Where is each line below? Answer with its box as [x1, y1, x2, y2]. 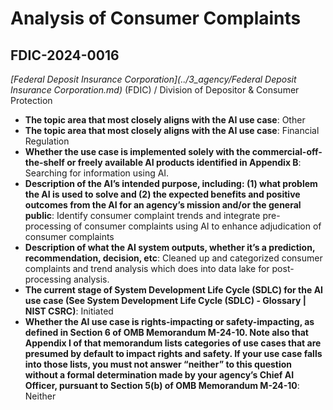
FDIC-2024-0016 [10, 47, 120, 64]
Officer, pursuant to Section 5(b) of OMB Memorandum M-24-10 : [24, 380, 300, 391]
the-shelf [24, 157, 65, 168]
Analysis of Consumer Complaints [10, 7, 302, 30]
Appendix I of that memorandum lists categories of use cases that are [24, 337, 322, 349]
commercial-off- [251, 146, 323, 157]
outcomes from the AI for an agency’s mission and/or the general [24, 199, 302, 211]
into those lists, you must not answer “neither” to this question [24, 358, 293, 370]
